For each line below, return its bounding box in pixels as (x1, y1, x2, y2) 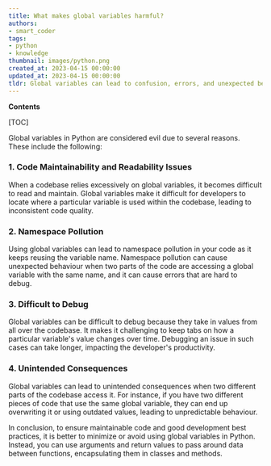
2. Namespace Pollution (8, 225, 104, 237)
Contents (8, 102, 40, 111)
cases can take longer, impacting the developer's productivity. (8, 342, 215, 352)
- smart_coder (8, 27, 56, 35)
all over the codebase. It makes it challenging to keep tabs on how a (8, 325, 235, 335)
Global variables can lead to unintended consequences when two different (8, 381, 256, 391)
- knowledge (8, 49, 48, 57)
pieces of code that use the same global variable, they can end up (8, 398, 228, 408)
